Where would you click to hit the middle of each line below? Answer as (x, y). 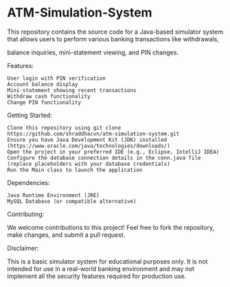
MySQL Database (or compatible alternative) (72, 201)
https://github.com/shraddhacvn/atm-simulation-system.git (93, 134)
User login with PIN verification (57, 78)
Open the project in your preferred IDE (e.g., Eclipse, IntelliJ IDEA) (113, 152)
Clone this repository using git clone (64, 128)
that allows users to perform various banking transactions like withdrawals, (113, 39)
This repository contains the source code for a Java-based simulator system (115, 32)
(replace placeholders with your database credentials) (89, 164)
